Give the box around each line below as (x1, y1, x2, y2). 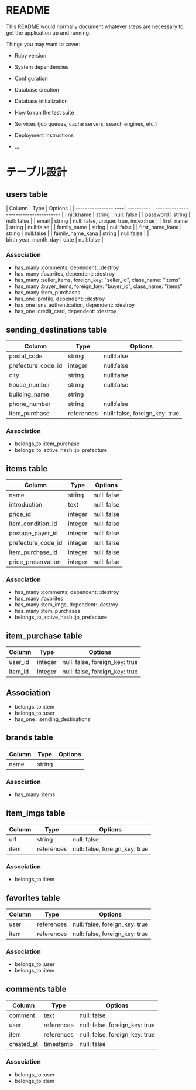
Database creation (14, 86, 60, 93)
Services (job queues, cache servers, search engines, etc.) (14, 120, 157, 127)
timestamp (43, 1040, 73, 1048)
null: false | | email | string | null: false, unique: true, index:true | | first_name (6, 217, 188, 224)
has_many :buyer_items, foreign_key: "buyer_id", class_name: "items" (14, 283, 183, 290)
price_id (9, 510, 31, 518)
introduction (9, 501, 43, 509)
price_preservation (9, 558, 61, 566)
